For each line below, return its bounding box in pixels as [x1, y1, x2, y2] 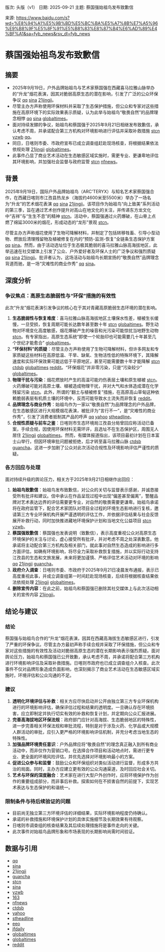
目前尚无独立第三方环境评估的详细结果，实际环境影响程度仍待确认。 [12, 810, 150, 816]
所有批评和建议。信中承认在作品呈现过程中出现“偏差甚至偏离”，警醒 [16, 493, 154, 499]
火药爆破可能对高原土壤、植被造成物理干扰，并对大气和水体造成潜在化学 [12, 383, 159, 388]
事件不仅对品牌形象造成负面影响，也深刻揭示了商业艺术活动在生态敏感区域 [5, 666, 156, 672]
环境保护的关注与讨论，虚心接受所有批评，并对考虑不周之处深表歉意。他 [12, 536, 159, 542]
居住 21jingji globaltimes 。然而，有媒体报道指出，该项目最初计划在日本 [12, 432, 156, 438]
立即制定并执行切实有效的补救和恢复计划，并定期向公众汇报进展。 [25, 710, 159, 716]
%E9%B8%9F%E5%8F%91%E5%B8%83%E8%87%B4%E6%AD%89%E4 [5, 26, 158, 31]
